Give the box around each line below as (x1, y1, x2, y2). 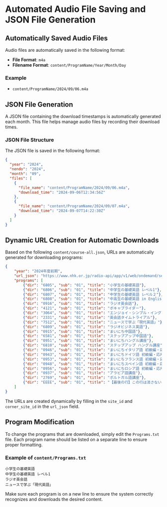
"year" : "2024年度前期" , (14, 269, 63, 274)
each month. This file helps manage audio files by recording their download (5, 119, 160, 125)
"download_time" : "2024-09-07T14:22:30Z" (18, 208, 106, 214)
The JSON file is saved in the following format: (5, 148, 100, 154)
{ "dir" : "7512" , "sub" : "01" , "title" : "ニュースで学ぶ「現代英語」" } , (23, 320, 165, 325)
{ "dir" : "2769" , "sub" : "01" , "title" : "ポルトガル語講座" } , (23, 375, 147, 380)
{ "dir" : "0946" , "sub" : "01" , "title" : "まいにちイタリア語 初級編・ (23, 348, 160, 353)
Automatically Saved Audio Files (5, 34, 108, 42)
